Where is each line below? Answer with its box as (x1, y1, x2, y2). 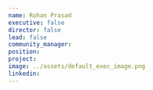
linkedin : (8, 70, 41, 77)
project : (8, 56, 37, 63)
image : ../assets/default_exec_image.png (8, 63, 146, 70)
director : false (8, 26, 61, 34)
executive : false (8, 19, 65, 27)
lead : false (8, 33, 47, 41)
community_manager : (8, 41, 72, 49)
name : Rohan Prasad (8, 11, 72, 20)
